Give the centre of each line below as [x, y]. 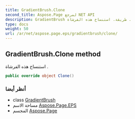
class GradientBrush [34, 100]
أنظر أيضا [16, 88]
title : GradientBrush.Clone [35, 10]
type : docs [17, 24]
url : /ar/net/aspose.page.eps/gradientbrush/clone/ [61, 34]
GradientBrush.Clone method [53, 54]
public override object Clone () [40, 76]
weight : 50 [17, 29]
